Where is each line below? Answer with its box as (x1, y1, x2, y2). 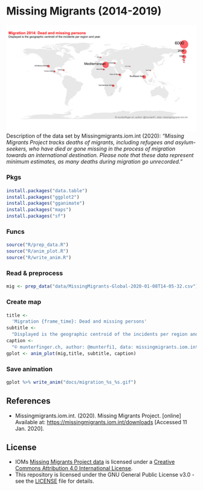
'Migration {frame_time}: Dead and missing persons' (11, 318, 147, 324)
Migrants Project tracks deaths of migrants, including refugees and (6, 139, 174, 146)
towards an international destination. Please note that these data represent (6, 152, 194, 159)
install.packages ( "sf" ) (6, 213, 66, 219)
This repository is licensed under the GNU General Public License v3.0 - (14, 471, 195, 479)
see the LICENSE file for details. (14, 477, 95, 485)
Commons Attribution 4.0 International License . (14, 465, 133, 472)
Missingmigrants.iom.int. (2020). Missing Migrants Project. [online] (14, 412, 181, 419)
